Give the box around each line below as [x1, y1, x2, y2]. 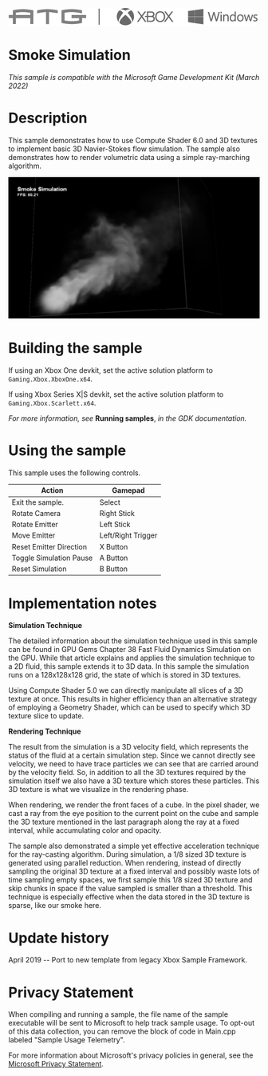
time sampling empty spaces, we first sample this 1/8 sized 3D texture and [8, 875, 253, 885]
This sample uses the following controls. [8, 468, 141, 478]
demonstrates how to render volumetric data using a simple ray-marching [8, 152, 250, 162]
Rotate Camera [11, 508, 61, 518]
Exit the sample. [11, 497, 64, 507]
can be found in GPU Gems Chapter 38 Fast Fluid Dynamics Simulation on [8, 645, 251, 654]
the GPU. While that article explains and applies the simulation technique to [8, 653, 255, 663]
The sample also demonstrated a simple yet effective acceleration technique [8, 841, 260, 851]
